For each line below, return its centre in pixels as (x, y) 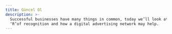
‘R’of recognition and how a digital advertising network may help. (84, 24)
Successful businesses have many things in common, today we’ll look (85, 19)
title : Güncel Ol (24, 10)
